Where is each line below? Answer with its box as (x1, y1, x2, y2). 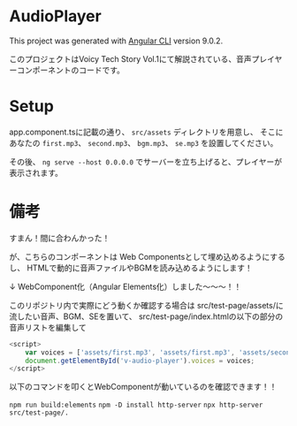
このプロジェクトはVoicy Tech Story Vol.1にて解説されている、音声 (9, 53, 252, 64)
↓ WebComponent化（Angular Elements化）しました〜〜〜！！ (9, 281, 242, 292)
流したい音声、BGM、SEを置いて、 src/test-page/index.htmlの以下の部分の (9, 311, 284, 322)
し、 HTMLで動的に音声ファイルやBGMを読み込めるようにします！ (9, 262, 254, 273)
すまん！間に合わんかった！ (9, 232, 110, 243)
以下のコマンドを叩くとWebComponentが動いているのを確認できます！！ (9, 382, 278, 392)
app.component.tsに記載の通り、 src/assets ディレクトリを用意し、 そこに (9, 126, 284, 137)
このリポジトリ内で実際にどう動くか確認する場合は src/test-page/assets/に (9, 300, 285, 310)
